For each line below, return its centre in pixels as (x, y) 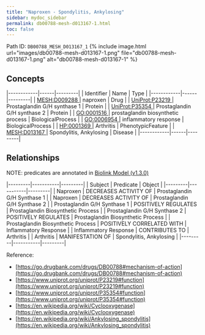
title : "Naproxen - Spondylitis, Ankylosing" (65, 12)
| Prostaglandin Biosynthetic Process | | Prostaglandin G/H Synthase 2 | (96, 210)
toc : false (20, 29)
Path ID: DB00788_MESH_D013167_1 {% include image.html (76, 46)
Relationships (33, 158)
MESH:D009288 (57, 100)
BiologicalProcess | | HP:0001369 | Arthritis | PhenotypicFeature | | (91, 126)
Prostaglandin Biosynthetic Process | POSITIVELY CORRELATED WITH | (96, 223)
